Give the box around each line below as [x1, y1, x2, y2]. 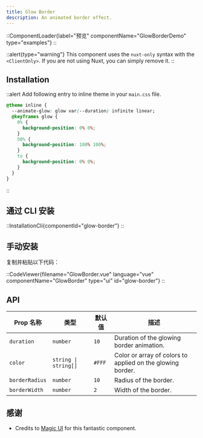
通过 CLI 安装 [6, 206, 55, 216]
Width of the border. [114, 386, 172, 394]
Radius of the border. [114, 376, 174, 384]
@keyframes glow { [11, 113, 59, 120]
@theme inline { [6, 103, 47, 109]
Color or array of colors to [114, 351, 188, 359]
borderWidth [9, 386, 44, 393]
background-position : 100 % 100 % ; [22, 142, 107, 148]
